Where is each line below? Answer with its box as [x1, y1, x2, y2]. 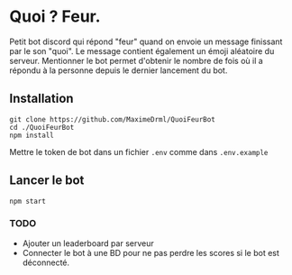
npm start [9, 197, 47, 206]
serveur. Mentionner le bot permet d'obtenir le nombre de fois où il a [9, 55, 263, 66]
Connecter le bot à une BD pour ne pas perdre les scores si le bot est [22, 247, 279, 258]
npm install [9, 131, 54, 140]
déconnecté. [22, 257, 70, 268]
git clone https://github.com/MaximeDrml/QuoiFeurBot [9, 115, 216, 124]
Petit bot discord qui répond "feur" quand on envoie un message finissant [9, 36, 283, 47]
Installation [9, 91, 74, 106]
